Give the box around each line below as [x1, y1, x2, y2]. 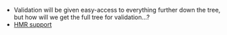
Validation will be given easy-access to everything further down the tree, [13, 6, 221, 14]
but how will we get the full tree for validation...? [13, 13, 150, 21]
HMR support [13, 21, 52, 28]
